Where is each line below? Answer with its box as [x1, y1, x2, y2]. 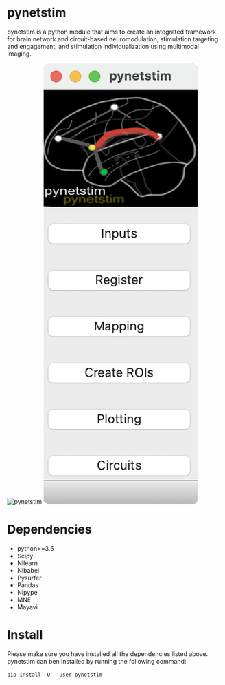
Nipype [16, 588, 38, 596]
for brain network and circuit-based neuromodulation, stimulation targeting [7, 34, 219, 43]
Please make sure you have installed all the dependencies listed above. [7, 649, 209, 658]
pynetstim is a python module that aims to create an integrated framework [7, 28, 216, 36]
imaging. [7, 50, 32, 58]
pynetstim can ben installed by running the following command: [7, 657, 187, 665]
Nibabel [16, 566, 40, 574]
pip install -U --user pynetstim [7, 671, 103, 678]
